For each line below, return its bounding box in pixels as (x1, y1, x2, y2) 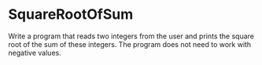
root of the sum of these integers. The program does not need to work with (8, 39, 252, 49)
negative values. (8, 48, 61, 57)
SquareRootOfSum (8, 5, 134, 23)
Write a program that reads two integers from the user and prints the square (8, 31, 254, 41)
